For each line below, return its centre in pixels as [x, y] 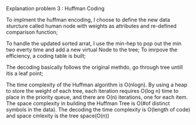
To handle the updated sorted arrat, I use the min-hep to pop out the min [94, 44]
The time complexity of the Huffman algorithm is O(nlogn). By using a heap [97, 85]
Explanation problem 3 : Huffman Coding [55, 8]
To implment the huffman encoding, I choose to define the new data [88, 20]
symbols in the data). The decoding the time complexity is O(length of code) [98, 110]
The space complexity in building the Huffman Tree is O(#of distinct [88, 103]
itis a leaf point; [25, 73]
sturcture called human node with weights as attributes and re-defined [92, 26]
